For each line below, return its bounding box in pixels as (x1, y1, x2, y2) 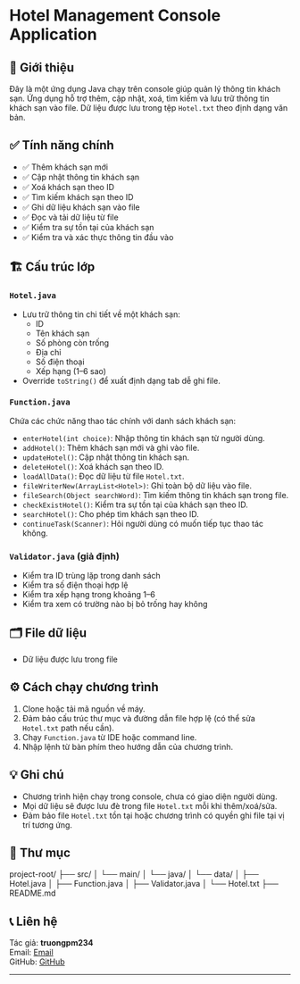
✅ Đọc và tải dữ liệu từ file (21, 212, 119, 222)
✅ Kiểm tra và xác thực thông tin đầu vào (21, 231, 174, 242)
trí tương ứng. (21, 819, 73, 830)
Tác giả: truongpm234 (9, 938, 94, 948)
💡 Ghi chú (9, 767, 64, 782)
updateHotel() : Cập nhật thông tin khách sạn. (21, 452, 190, 463)
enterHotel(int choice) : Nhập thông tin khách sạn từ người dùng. (21, 432, 265, 443)
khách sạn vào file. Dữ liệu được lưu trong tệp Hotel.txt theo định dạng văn (9, 103, 288, 113)
